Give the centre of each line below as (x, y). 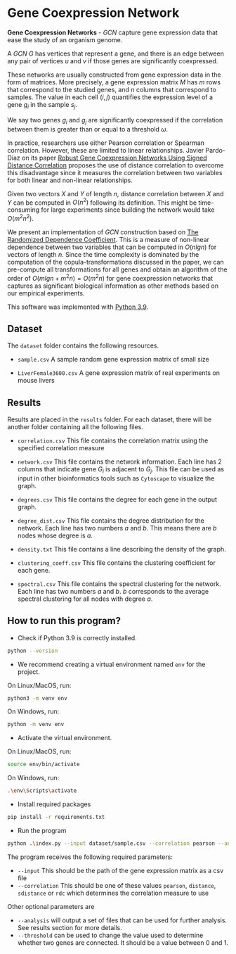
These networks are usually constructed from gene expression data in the (114, 75)
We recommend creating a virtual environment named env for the (111, 664)
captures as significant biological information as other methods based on (113, 286)
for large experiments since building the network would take (128, 210)
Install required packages (54, 804)
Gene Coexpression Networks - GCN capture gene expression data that (112, 32)
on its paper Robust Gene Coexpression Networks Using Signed (114, 158)
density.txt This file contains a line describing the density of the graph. (122, 549)
